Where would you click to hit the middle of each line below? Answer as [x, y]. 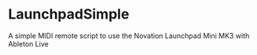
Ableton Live [28, 43]
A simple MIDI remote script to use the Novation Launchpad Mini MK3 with [129, 36]
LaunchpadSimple [69, 14]
